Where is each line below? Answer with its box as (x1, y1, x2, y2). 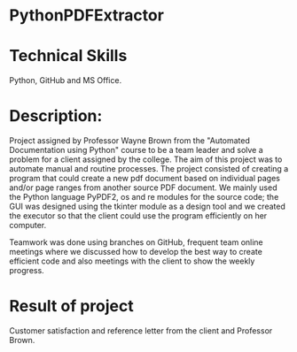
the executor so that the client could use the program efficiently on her (9, 210, 268, 221)
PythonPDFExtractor (9, 5, 164, 26)
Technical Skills (9, 46, 128, 66)
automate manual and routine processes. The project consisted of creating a (9, 164, 289, 174)
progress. (9, 265, 44, 276)
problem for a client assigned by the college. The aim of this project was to (9, 154, 283, 165)
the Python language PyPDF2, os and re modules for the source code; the (9, 192, 279, 203)
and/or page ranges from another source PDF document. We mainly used (9, 182, 277, 193)
